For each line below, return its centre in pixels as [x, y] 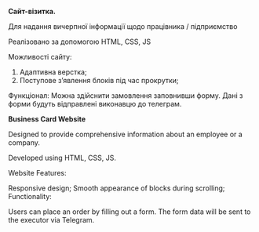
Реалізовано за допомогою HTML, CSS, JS [80, 42]
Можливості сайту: [40, 57]
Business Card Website [47, 119]
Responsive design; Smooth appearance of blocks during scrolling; [117, 188]
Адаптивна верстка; [53, 72]
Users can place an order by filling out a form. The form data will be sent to [129, 212]
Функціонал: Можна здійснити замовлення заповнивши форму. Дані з [126, 96]
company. [24, 143]
